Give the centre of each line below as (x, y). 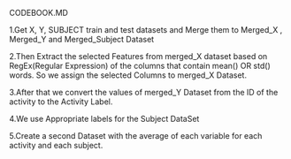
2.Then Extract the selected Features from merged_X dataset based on (138, 56)
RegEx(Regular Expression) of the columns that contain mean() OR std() (140, 66)
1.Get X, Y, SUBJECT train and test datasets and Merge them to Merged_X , (146, 30)
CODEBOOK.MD (39, 13)
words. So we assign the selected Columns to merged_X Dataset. (128, 75)
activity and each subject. (56, 145)
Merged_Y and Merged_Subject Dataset (82, 39)
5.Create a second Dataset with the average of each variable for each (136, 136)
